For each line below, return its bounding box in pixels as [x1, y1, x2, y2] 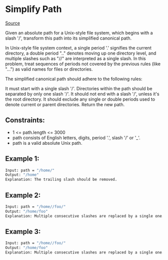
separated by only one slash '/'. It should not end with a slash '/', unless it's [5, 91, 159, 97]
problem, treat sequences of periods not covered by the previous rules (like [5, 61, 161, 67]
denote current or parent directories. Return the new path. [5, 101, 125, 107]
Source [5, 20, 20, 26]
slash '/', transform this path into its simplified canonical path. [5, 35, 132, 41]
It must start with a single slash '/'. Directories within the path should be [5, 85, 152, 91]
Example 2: [5, 191, 41, 199]
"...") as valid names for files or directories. [5, 66, 93, 72]
